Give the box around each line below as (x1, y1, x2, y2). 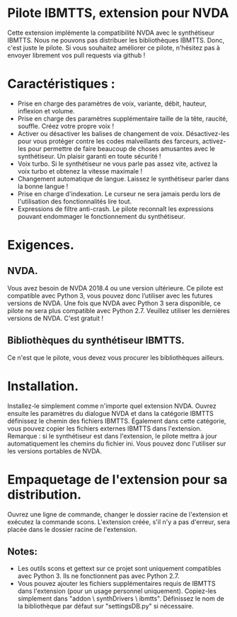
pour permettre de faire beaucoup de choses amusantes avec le (28, 144, 216, 153)
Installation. (7, 378, 79, 394)
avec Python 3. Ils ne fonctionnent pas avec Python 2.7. (17, 572, 180, 580)
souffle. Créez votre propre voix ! (17, 122, 115, 130)
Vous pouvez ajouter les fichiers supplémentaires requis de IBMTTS (17, 579, 216, 588)
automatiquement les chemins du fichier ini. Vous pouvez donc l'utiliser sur (7, 439, 226, 448)
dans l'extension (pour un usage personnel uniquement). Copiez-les (17, 587, 217, 596)
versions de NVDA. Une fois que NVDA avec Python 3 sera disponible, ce (7, 299, 221, 307)
